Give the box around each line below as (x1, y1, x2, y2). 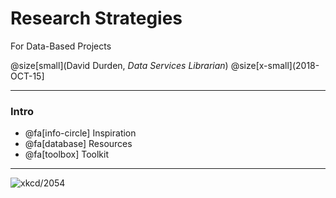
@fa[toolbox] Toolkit (24, 148, 109, 161)
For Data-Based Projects (10, 40, 112, 52)
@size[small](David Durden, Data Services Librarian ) (10, 59, 229, 71)
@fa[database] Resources (24, 138, 133, 150)
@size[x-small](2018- (230, 59, 320, 71)
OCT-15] (10, 70, 45, 82)
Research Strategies (10, 7, 183, 30)
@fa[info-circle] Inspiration (24, 127, 137, 139)
